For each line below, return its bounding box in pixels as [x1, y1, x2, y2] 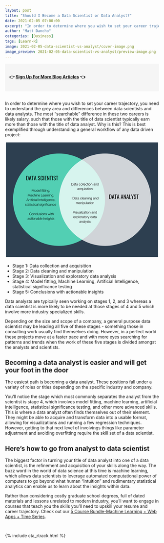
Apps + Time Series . [5, 514, 46, 519]
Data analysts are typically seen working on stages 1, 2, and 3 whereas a [5, 298, 151, 304]
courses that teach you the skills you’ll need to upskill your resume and [5, 503, 148, 509]
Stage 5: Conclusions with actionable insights [12, 289, 104, 295]
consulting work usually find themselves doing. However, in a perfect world [5, 328, 157, 334]
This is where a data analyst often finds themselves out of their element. [5, 409, 150, 415]
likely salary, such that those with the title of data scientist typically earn [5, 116, 150, 122]
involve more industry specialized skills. [5, 309, 85, 315]
